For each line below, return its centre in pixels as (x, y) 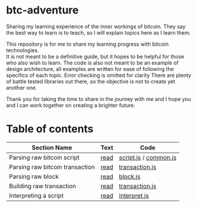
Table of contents (50, 129)
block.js (130, 177)
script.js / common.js (148, 157)
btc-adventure (42, 10)
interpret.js (134, 195)
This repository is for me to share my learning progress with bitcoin (87, 44)
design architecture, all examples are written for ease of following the (90, 69)
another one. (21, 87)
